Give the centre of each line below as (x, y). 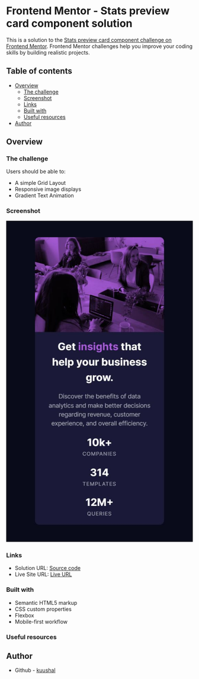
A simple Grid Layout (40, 183)
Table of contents (39, 71)
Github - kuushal (35, 670)
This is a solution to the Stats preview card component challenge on (89, 40)
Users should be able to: (36, 172)
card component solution (69, 23)
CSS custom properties (43, 609)
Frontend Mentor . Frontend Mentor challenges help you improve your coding (99, 46)
